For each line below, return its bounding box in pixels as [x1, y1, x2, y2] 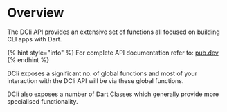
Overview [7, 5, 64, 21]
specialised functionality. [7, 97, 78, 105]
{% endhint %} [7, 55, 50, 64]
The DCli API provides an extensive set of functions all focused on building [7, 28, 220, 36]
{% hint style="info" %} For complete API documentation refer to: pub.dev [7, 48, 219, 57]
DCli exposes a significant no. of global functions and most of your [7, 69, 197, 77]
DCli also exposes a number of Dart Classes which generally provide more [7, 90, 219, 98]
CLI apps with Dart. [7, 35, 62, 43]
